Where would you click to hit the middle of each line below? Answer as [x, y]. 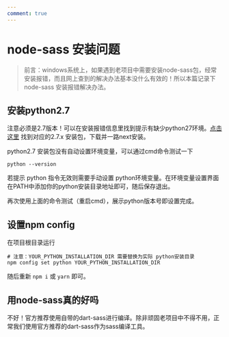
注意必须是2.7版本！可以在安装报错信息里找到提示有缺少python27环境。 [109, 128]
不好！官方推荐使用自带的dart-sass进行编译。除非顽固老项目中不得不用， [110, 318]
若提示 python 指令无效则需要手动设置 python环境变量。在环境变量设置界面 [113, 178]
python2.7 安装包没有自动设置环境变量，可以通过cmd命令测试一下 [100, 151]
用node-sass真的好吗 [53, 300]
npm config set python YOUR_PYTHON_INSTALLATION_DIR [84, 263]
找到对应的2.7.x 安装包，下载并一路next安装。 [85, 137]
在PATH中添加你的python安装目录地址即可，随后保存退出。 [91, 186]
